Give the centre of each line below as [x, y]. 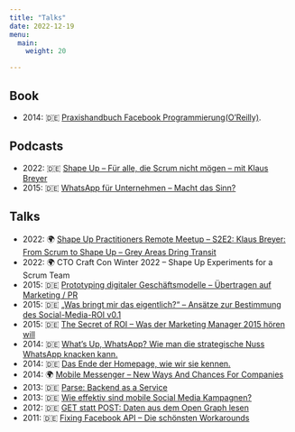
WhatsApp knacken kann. [70, 354]
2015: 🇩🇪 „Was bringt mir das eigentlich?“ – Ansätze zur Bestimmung [152, 304]
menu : [19, 34]
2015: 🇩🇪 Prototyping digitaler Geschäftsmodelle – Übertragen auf [147, 284]
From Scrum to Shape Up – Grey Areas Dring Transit [119, 252]
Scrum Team [46, 275]
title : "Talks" [38, 18]
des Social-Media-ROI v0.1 [72, 314]
